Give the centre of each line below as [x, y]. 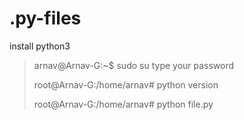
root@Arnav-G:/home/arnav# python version [126, 84]
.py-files [45, 18]
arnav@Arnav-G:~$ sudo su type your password [134, 65]
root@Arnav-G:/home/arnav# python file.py [123, 104]
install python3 [40, 46]
